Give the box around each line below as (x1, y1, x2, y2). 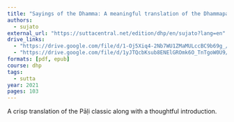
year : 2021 (7, 82, 39, 89)
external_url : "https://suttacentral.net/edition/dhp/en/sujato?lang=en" (7, 29, 226, 37)
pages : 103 (7, 88, 39, 95)
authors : (7, 17, 33, 24)
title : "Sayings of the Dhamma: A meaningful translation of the (7, 10, 201, 17)
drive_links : (7, 36, 45, 43)
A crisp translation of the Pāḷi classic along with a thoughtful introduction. (7, 107, 217, 116)
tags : (7, 68, 23, 75)
